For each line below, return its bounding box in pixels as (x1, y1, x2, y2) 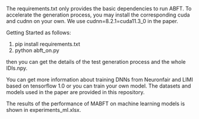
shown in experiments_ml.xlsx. (6, 107, 81, 113)
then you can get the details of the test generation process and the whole (6, 59, 186, 65)
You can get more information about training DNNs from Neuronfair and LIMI (6, 76, 193, 83)
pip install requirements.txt (14, 41, 80, 47)
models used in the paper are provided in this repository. (6, 89, 145, 95)
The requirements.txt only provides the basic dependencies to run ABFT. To (6, 5, 192, 12)
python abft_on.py (14, 47, 59, 54)
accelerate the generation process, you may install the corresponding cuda (6, 11, 190, 18)
